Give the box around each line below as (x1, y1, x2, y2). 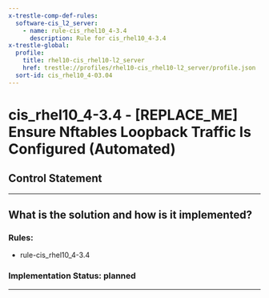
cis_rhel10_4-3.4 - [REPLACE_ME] (8, 106, 239, 124)
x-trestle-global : (8, 42, 70, 50)
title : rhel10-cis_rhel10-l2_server (22, 57, 146, 65)
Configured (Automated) (8, 139, 176, 158)
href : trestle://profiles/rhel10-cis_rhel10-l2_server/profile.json (22, 64, 256, 72)
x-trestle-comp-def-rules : (8, 11, 98, 20)
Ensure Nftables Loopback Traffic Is (8, 123, 252, 141)
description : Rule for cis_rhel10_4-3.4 (29, 34, 167, 42)
